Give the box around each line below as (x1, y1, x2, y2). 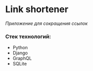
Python (12, 45, 28, 51)
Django (12, 50, 28, 56)
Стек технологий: (5, 33, 51, 40)
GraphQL (12, 55, 32, 61)
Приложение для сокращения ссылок (5, 20, 88, 26)
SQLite (12, 61, 27, 67)
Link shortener (5, 4, 69, 15)
